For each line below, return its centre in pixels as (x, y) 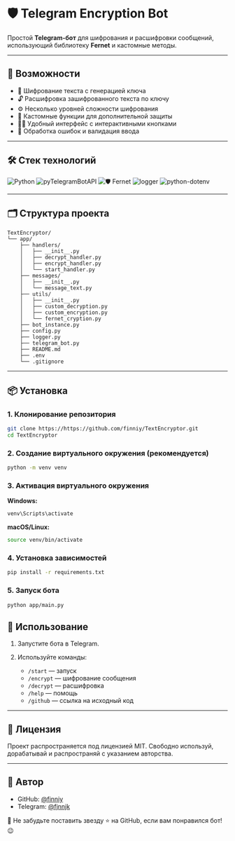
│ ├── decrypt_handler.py (60, 258)
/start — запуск (52, 671)
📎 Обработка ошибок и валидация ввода (78, 131)
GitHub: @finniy (40, 799)
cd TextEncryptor (33, 435)
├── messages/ (40, 276)
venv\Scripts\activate (40, 514)
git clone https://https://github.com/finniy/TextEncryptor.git (103, 429)
